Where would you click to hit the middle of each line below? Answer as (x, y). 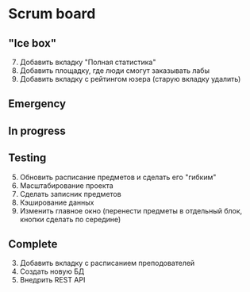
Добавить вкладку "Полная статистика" (88, 62)
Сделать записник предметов (70, 194)
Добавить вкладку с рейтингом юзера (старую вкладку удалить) (130, 79)
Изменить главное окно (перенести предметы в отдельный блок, (131, 210)
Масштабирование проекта (66, 185)
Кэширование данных (57, 202)
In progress (37, 131)
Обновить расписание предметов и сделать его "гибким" (118, 177)
